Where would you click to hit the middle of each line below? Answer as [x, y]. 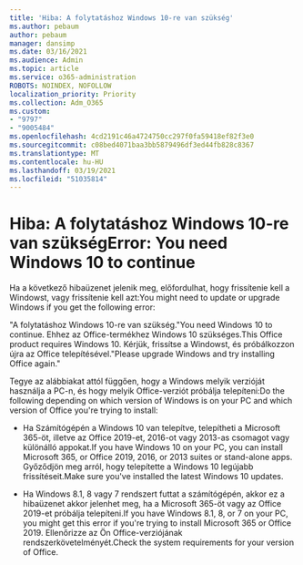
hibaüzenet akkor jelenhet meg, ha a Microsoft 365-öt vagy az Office [152, 504]
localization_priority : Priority [73, 94]
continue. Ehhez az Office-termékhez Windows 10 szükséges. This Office [146, 334]
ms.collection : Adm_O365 [56, 103]
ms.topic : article [44, 69]
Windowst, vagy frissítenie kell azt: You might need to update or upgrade [145, 298]
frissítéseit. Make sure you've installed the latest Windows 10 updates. [153, 477]
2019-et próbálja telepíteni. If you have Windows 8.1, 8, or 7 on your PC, [155, 514]
